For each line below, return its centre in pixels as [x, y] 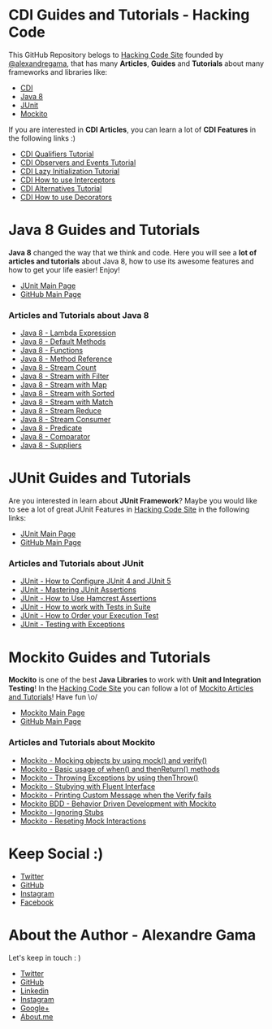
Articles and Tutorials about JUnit [76, 564]
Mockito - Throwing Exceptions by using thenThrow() [109, 778]
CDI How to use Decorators [66, 197]
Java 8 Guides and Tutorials [104, 230]
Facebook [37, 902]
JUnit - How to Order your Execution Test [89, 616]
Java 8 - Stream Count [58, 368]
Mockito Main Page [52, 713]
